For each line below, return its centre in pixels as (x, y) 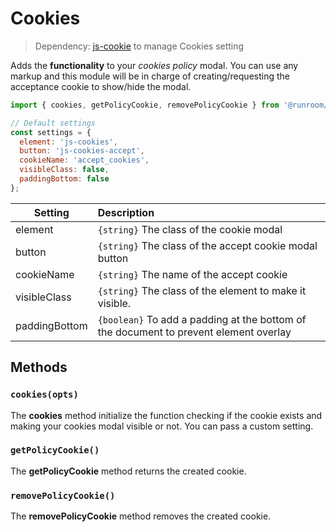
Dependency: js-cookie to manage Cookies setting (139, 46)
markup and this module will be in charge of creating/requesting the (150, 76)
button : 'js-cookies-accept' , (82, 151)
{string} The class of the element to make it (202, 290)
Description (126, 212)
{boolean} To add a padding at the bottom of (202, 319)
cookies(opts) (44, 395)
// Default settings (53, 123)
